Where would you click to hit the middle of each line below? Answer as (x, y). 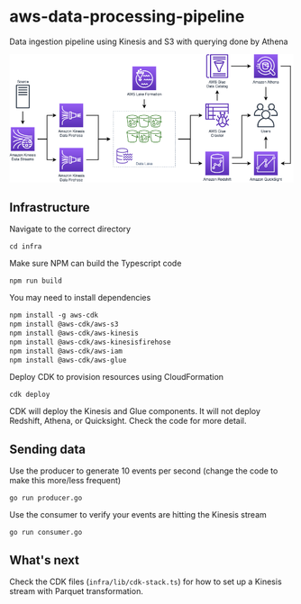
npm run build (36, 281)
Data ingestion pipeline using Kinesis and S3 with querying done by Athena (149, 41)
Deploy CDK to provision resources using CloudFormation (116, 377)
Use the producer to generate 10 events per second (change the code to (144, 471)
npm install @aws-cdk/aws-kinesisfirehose (90, 343)
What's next (44, 560)
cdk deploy (30, 395)
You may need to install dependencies (80, 298)
